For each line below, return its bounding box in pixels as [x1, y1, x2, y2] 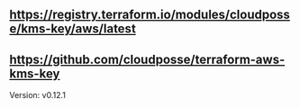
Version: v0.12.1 [9, 90, 66, 101]
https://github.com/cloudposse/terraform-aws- [9, 51, 286, 67]
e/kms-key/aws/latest [9, 22, 137, 37]
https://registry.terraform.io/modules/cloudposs [9, 7, 291, 22]
